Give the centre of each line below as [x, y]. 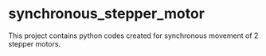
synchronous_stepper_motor [107, 14]
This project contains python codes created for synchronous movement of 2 [133, 35]
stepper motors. [35, 43]
